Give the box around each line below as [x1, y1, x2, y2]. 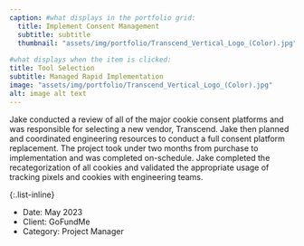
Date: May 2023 [22, 206, 83, 217]
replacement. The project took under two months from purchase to [9, 142, 259, 154]
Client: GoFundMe [22, 216, 90, 227]
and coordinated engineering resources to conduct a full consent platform [9, 133, 285, 144]
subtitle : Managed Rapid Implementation [9, 72, 165, 81]
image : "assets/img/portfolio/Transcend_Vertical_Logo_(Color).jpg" [9, 80, 273, 90]
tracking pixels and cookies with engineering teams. [9, 171, 204, 182]
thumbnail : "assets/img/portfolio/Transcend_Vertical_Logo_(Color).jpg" [17, 38, 298, 48]
